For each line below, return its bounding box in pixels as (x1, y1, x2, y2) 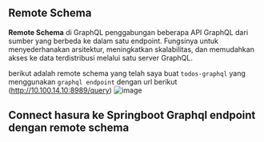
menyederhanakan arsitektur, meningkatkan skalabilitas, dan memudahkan (8, 44, 254, 54)
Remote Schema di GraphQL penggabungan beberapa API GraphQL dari (8, 27, 249, 37)
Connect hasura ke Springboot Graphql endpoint (8, 108, 256, 122)
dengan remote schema (8, 121, 130, 135)
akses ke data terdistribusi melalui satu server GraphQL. (8, 53, 194, 62)
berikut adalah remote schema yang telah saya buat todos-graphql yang (8, 68, 246, 78)
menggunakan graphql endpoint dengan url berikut (8, 77, 178, 86)
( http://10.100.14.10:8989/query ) (8, 85, 112, 95)
